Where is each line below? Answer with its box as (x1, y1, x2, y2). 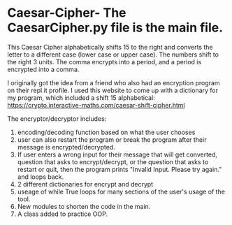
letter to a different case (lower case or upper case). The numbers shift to (7, 50, 219, 59)
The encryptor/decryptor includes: (7, 114, 107, 123)
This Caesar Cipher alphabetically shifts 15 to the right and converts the (7, 43, 213, 51)
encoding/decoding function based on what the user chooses (17, 128, 196, 136)
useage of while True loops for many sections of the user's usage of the (17, 187, 226, 196)
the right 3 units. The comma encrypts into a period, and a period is (7, 57, 202, 66)
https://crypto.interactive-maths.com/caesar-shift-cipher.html (7, 101, 185, 109)
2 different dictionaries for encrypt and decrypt (17, 180, 154, 188)
